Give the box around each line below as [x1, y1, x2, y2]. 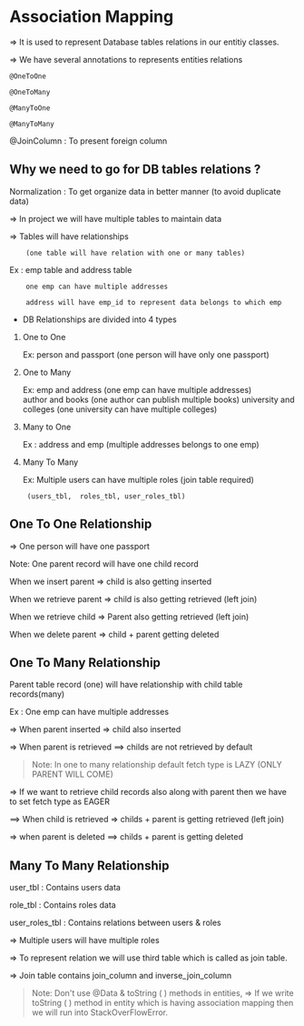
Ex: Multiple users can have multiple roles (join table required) [22, 474, 254, 485]
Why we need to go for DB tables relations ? [9, 162, 261, 177]
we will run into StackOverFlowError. [31, 1007, 169, 1018]
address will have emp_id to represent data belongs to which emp [25, 297, 282, 307]
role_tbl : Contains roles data [9, 900, 116, 910]
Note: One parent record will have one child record [9, 558, 200, 569]
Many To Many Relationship [9, 858, 170, 873]
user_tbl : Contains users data [9, 882, 121, 893]
